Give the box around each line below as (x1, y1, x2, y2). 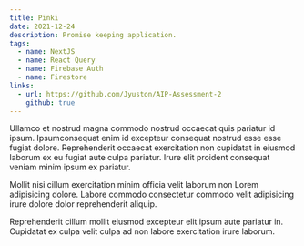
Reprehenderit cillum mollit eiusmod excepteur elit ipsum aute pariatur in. (9, 216, 284, 228)
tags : (9, 38, 30, 48)
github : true (25, 97, 76, 108)
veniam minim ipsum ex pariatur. (9, 161, 131, 173)
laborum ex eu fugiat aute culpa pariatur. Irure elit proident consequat (9, 152, 270, 163)
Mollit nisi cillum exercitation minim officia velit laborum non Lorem (9, 179, 259, 190)
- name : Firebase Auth (17, 65, 104, 74)
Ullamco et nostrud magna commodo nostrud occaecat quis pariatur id (9, 123, 276, 134)
